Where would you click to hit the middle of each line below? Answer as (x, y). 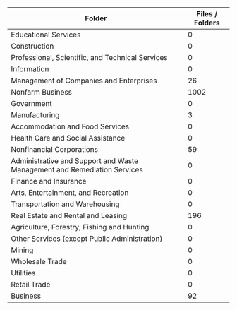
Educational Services (46, 35)
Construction (32, 46)
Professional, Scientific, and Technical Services (89, 58)
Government (31, 103)
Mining (22, 250)
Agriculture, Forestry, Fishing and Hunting (80, 227)
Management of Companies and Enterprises (84, 81)
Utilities (23, 273)
